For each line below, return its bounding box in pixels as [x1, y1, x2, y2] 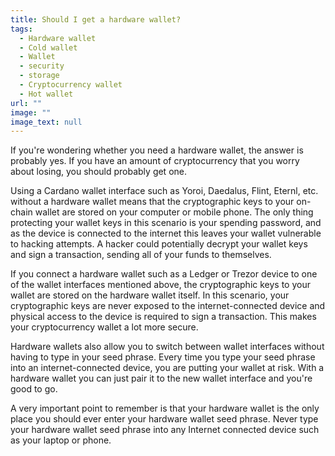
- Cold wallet [19, 42, 78, 53]
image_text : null [10, 117, 83, 127]
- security [19, 61, 65, 71]
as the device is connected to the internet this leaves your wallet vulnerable [10, 227, 322, 240]
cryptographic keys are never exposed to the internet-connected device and [10, 300, 326, 312]
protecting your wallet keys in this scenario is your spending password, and [10, 217, 322, 229]
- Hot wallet [19, 89, 74, 99]
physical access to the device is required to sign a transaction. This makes [10, 311, 317, 323]
